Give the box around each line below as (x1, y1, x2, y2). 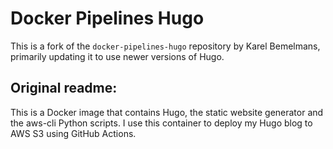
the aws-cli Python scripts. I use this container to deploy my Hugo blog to (10, 117, 313, 129)
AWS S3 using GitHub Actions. (10, 127, 137, 139)
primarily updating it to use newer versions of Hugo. (10, 50, 225, 62)
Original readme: (10, 80, 118, 97)
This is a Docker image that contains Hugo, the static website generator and (10, 106, 324, 118)
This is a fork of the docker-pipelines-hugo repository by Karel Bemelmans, (10, 40, 321, 52)
